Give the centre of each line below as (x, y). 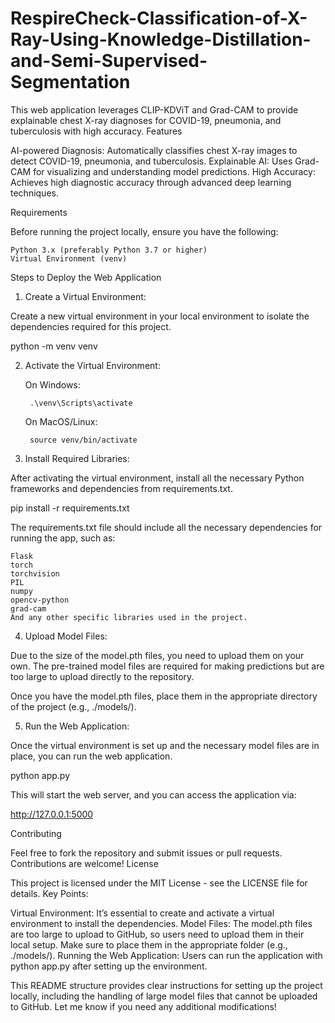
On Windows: (52, 384)
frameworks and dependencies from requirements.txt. (121, 488)
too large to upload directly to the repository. (102, 676)
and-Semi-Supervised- (109, 61)
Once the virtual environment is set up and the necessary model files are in (165, 745)
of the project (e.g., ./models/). (73, 706)
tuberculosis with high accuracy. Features (96, 131)
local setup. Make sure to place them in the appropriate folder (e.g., (149, 944)
